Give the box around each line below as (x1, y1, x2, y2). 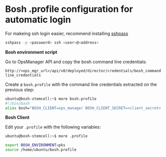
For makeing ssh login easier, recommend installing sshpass (5, 30, 128, 36)
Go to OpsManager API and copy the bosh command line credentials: (5, 59, 147, 65)
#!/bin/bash (5, 101, 30, 106)
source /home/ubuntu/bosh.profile (5, 148, 77, 153)
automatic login (5, 14, 71, 25)
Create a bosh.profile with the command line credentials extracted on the (5, 81, 157, 87)
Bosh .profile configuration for (5, 3, 133, 15)
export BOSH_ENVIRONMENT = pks (5, 143, 66, 148)
